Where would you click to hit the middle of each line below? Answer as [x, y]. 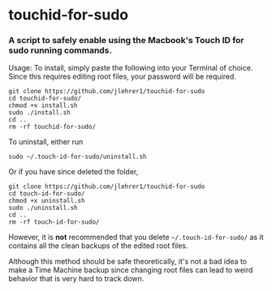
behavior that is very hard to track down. [76, 279]
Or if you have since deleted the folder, [73, 172]
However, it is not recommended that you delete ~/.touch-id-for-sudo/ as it [136, 238]
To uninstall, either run [46, 142]
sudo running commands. [60, 50]
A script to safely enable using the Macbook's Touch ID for [127, 41]
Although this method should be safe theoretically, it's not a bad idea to [128, 262]
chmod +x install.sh [43, 106]
